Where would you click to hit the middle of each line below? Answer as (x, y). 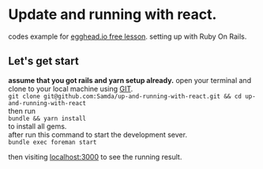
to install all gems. (38, 126)
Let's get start (43, 61)
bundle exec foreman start (53, 142)
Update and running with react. (113, 15)
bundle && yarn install (47, 118)
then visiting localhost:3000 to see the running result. (95, 156)
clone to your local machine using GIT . (71, 88)
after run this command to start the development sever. (98, 134)
